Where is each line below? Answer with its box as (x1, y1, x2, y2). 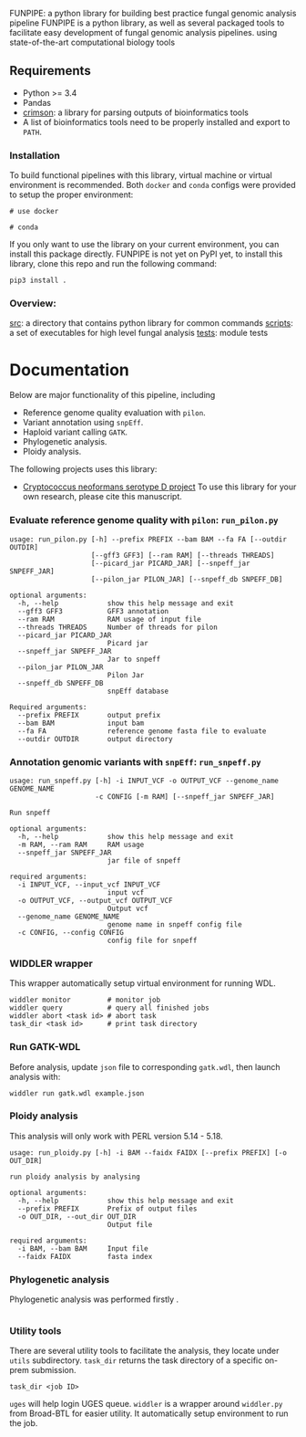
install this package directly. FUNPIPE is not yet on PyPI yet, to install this (9, 248, 283, 259)
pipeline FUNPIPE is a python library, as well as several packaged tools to (9, 17, 285, 28)
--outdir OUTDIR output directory (17, 734, 173, 743)
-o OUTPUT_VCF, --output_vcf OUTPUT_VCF (17, 896, 173, 905)
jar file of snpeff (107, 855, 181, 865)
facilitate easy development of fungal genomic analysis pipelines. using (9, 27, 278, 37)
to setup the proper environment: (9, 189, 134, 200)
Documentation (9, 360, 130, 380)
